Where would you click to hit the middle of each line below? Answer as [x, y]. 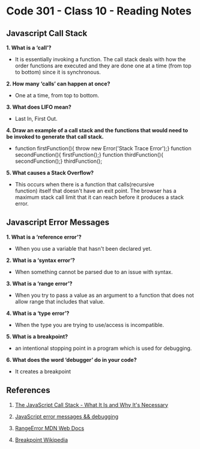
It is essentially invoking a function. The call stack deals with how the [100, 59]
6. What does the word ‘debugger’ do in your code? [71, 359]
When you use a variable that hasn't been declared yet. [83, 248]
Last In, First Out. [36, 119]
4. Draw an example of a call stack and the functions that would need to [97, 130]
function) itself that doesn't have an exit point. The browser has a [95, 191]
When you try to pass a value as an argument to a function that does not [104, 295]
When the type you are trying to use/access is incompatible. [89, 325]
